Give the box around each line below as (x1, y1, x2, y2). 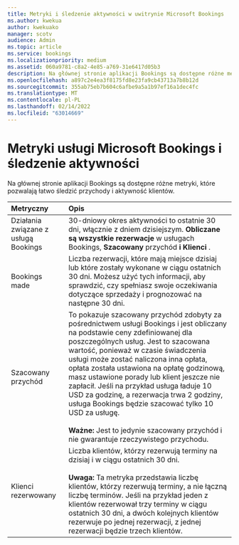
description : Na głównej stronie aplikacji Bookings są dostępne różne (7, 70, 224, 77)
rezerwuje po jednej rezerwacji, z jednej (68, 517, 201, 527)
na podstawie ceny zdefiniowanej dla (68, 327, 193, 337)
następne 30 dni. (68, 298, 125, 308)
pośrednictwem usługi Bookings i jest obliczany (68, 318, 228, 328)
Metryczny (11, 203, 48, 213)
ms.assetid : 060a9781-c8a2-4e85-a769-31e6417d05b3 (7, 63, 161, 70)
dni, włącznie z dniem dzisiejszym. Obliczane (68, 224, 221, 234)
